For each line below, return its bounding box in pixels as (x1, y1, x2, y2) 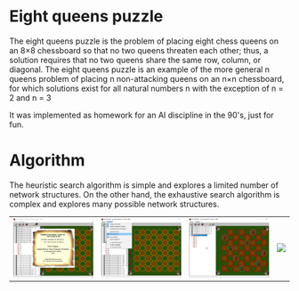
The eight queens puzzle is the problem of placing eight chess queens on (9, 36, 279, 46)
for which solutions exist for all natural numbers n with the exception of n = (9, 83, 284, 93)
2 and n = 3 (9, 92, 52, 103)
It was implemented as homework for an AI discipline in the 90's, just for (9, 109, 274, 120)
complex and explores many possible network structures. (9, 198, 220, 209)
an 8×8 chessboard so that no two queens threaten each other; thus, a (9, 44, 269, 55)
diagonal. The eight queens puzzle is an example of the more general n (9, 64, 270, 75)
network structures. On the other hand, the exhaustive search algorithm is (9, 189, 280, 199)
